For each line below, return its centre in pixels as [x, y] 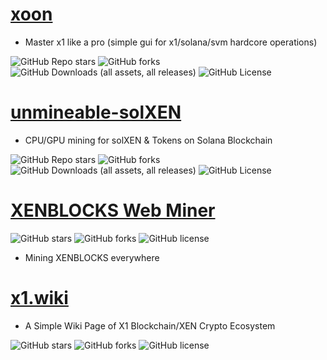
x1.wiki [39, 298]
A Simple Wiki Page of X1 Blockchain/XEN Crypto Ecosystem [150, 325]
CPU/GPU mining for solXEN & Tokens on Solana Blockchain [148, 140]
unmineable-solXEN [96, 112]
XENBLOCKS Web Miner [113, 210]
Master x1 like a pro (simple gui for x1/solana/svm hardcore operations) [171, 42]
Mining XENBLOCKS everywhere [92, 257]
